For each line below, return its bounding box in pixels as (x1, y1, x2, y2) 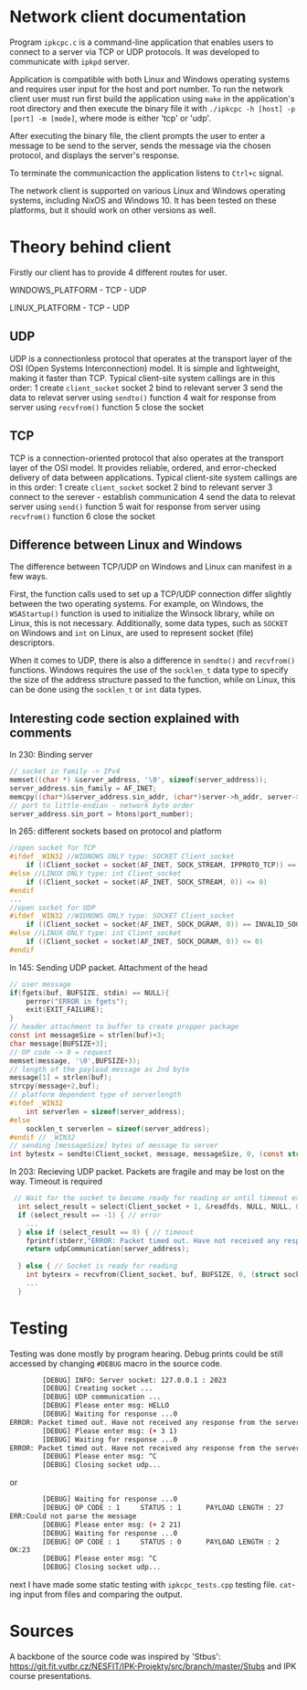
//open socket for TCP (9, 844, 96, 853)
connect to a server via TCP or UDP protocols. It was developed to (9, 46, 260, 57)
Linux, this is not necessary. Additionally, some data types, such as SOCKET (9, 618, 289, 629)
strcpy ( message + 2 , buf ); (9, 1081, 101, 1091)
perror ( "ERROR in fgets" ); (26, 996, 129, 1006)
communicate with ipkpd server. (9, 56, 131, 67)
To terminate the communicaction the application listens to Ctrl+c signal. (9, 167, 284, 178)
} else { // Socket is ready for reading (17, 1261, 178, 1271)
